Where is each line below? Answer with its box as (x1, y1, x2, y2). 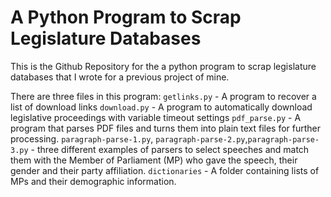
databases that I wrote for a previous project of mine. (10, 71, 230, 83)
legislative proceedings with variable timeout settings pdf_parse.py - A (10, 111, 302, 123)
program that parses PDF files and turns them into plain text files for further (10, 122, 322, 134)
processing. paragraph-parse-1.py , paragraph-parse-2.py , (10, 132, 248, 145)
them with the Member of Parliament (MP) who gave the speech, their (10, 154, 298, 166)
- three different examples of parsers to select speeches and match (30, 143, 310, 155)
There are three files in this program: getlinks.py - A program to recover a (10, 90, 317, 102)
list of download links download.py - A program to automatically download (10, 101, 313, 113)
